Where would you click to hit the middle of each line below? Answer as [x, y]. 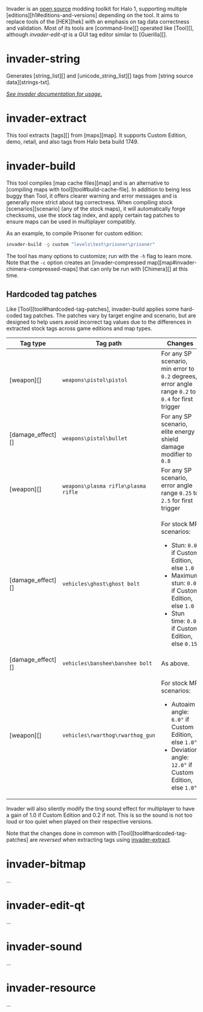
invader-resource [51, 988]
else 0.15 [184, 644]
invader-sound [44, 946]
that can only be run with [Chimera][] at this [134, 268]
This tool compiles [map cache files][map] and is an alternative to [88, 183]
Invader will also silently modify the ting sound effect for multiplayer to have [101, 808]
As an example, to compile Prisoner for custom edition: [75, 233]
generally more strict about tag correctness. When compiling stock [90, 202]
